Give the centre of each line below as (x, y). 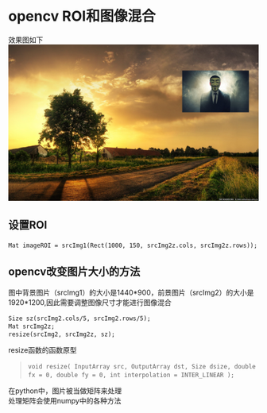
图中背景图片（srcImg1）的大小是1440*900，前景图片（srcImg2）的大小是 (131, 292)
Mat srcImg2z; (32, 326)
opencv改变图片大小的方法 (74, 272)
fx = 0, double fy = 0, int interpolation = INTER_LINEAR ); (131, 375)
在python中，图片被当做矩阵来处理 (65, 391)
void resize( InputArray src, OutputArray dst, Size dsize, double (141, 366)
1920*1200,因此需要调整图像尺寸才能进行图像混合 (90, 302)
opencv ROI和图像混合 (82, 16)
